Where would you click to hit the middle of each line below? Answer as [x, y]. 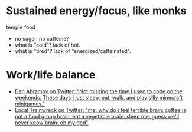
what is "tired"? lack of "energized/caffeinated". [73, 51]
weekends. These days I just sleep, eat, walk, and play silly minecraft [99, 97]
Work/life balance [51, 75]
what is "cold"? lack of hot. [48, 45]
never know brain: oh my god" [51, 123]
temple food [21, 27]
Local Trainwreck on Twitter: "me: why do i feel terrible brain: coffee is [100, 110]
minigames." [30, 104]
